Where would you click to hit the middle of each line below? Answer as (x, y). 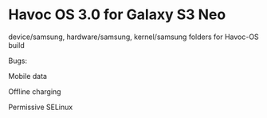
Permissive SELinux (41, 107)
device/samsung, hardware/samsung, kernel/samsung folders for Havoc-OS (133, 37)
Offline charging (35, 91)
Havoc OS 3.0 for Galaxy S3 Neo (117, 15)
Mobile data (28, 76)
